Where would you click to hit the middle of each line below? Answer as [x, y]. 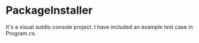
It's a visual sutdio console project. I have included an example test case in [99, 27]
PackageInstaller [49, 10]
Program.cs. [21, 33]
